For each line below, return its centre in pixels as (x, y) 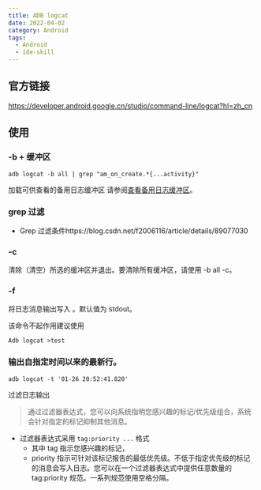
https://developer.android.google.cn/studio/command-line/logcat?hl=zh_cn (130, 106)
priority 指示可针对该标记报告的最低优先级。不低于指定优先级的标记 (141, 458)
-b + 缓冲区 (30, 157)
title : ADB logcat (38, 15)
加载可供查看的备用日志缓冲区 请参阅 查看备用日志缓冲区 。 (103, 190)
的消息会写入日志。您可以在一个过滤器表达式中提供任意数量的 (132, 468)
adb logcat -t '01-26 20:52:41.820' (68, 379)
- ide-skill (35, 52)
